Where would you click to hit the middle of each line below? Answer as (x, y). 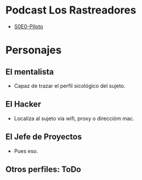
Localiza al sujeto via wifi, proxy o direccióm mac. (74, 118)
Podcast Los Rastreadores (71, 10)
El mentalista (30, 72)
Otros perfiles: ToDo (43, 169)
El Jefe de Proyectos (44, 137)
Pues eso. (26, 151)
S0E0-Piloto (28, 26)
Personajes (34, 50)
